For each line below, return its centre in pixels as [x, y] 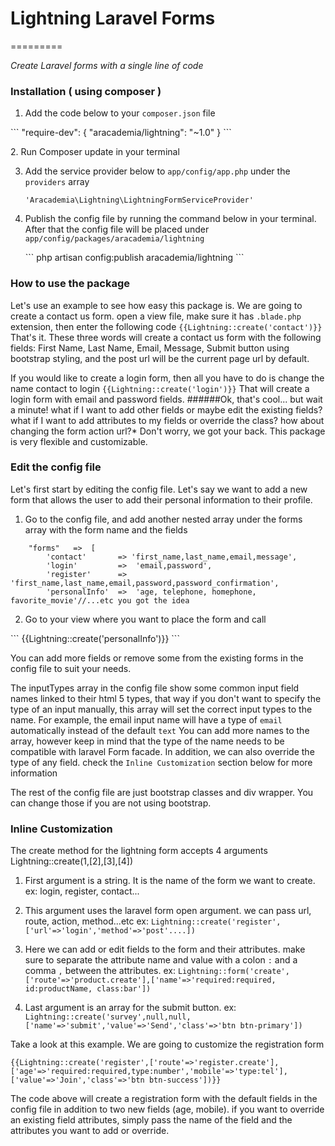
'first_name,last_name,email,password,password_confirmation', [145, 583]
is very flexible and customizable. [79, 441]
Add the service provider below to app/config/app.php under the [157, 171]
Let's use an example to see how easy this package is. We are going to [156, 305]
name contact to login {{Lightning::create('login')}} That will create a [160, 388]
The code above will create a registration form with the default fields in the [164, 1099]
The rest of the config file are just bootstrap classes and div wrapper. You [162, 792]
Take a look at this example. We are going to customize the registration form [167, 1044]
